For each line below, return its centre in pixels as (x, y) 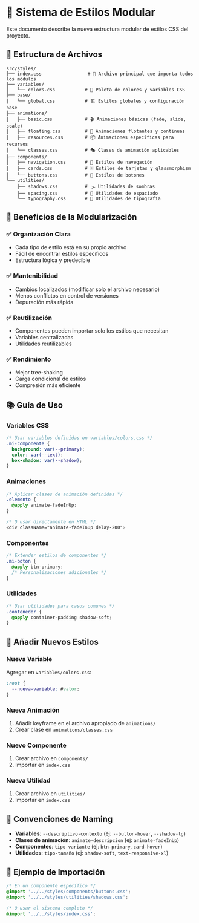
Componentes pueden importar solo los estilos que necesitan (92, 331)
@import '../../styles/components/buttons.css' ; (69, 892)
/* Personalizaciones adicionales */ (59, 572)
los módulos (21, 79)
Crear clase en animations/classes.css (64, 729)
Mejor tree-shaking (39, 373)
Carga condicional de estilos (51, 379)
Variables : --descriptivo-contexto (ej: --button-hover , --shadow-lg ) (100, 833)
